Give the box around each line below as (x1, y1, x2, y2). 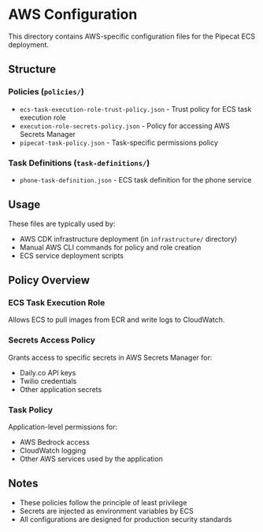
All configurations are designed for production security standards (19, 514, 232, 524)
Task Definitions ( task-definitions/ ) (8, 157, 150, 168)
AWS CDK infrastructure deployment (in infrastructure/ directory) (19, 234, 238, 243)
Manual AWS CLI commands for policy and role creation (19, 242, 202, 252)
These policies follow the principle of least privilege (19, 497, 187, 507)
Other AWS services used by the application (19, 454, 163, 464)
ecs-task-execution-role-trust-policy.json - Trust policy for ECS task (19, 104, 252, 113)
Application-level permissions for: (8, 423, 118, 432)
